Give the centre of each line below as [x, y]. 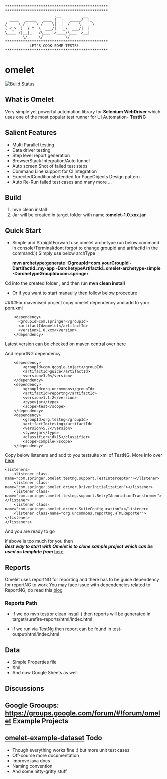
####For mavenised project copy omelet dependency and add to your [77, 303]
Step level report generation [41, 155]
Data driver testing [31, 150]
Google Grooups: [32, 705]
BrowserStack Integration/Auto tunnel [51, 161]
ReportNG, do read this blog [34, 590]
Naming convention [32, 766]
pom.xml [14, 308]
